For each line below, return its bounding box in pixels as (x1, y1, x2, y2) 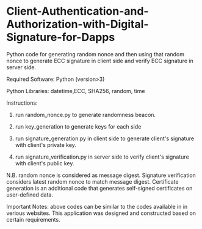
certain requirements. (6, 216, 60, 223)
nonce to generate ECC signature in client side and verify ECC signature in (6, 57, 193, 64)
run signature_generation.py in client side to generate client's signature (15, 135, 194, 142)
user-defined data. (6, 191, 54, 198)
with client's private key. (15, 141, 76, 148)
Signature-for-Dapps (6, 31, 115, 44)
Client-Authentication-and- (6, 4, 149, 18)
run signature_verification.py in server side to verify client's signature (15, 153, 189, 160)
